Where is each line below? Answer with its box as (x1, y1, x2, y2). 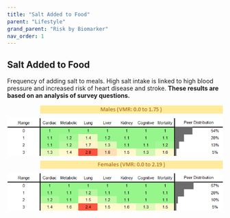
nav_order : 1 (7, 33, 44, 40)
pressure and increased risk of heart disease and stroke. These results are (7, 84, 219, 92)
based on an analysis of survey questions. (7, 92, 130, 100)
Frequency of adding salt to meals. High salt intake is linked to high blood (7, 77, 214, 85)
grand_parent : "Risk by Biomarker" (7, 25, 109, 32)
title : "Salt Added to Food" (7, 11, 90, 18)
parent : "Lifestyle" (7, 18, 66, 25)
